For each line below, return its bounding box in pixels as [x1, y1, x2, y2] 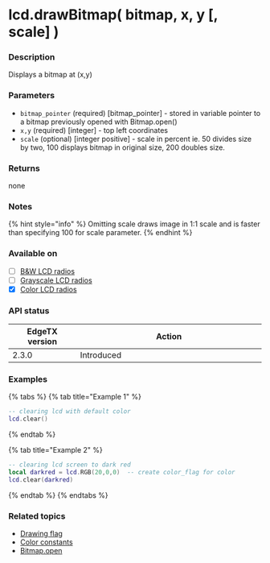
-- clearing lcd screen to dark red [8, 461, 131, 469]
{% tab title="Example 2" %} [8, 445, 103, 455]
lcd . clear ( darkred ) [8, 475, 74, 484]
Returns [8, 163, 40, 174]
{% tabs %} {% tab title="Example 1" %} [8, 392, 142, 402]
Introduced [80, 350, 122, 361]
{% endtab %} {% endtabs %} [8, 490, 108, 500]
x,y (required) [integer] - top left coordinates [19, 125, 169, 135]
